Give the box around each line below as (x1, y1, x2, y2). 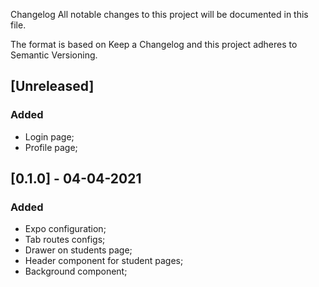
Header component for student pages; (24, 255, 184, 267)
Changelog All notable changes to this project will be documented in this (10, 9, 309, 20)
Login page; (24, 130, 75, 143)
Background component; (24, 265, 128, 278)
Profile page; (24, 141, 78, 153)
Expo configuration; (24, 223, 107, 235)
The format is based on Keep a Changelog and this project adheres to (10, 39, 298, 50)
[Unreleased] (10, 78, 95, 95)
